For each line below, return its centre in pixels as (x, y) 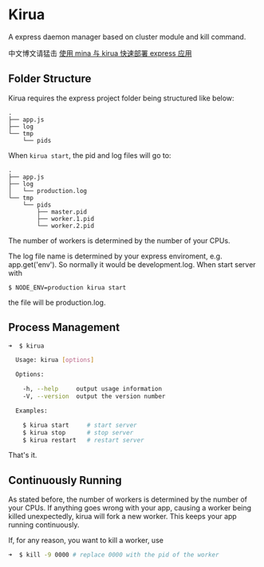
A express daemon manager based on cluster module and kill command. (127, 37)
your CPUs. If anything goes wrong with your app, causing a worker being (130, 508)
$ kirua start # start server (80, 425)
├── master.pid (62, 212)
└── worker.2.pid (65, 226)
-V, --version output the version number (94, 396)
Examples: (32, 411)
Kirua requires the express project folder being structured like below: (121, 98)
